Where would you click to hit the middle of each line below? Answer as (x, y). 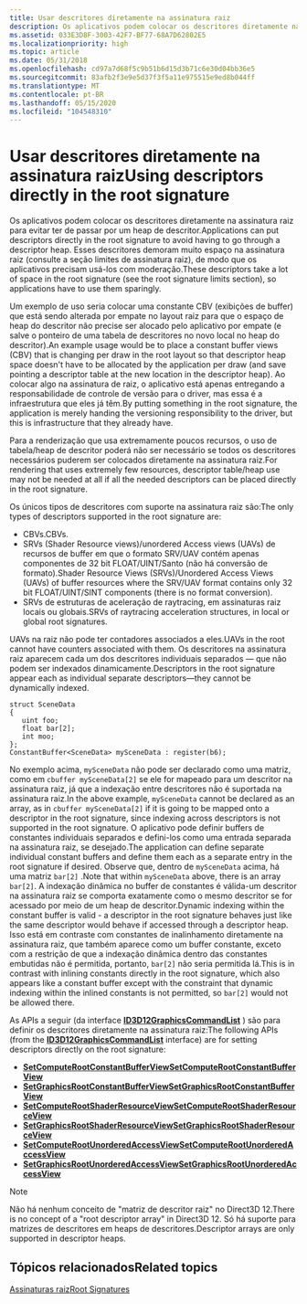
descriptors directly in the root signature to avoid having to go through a (145, 240)
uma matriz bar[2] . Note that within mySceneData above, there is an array (145, 876)
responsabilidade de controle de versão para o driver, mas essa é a (136, 394)
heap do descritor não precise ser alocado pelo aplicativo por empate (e (145, 326)
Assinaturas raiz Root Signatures (70, 1289)
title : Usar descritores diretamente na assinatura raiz (120, 18)
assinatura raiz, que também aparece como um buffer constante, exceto (145, 944)
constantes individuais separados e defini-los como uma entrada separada (150, 838)
